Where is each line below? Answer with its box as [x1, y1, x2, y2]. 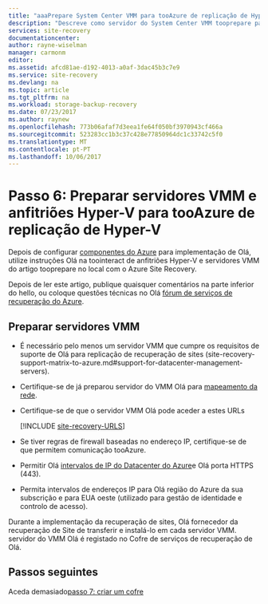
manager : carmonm [8, 49, 66, 57]
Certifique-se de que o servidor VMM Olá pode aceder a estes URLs [19, 406, 245, 415]
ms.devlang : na [8, 78, 59, 86]
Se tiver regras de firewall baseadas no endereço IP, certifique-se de [19, 436, 247, 446]
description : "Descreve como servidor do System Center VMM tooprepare [8, 19, 251, 27]
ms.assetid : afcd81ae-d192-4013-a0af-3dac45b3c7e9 [8, 64, 180, 72]
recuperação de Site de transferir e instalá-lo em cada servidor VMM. [8, 526, 237, 535]
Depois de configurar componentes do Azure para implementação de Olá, [8, 247, 251, 257]
